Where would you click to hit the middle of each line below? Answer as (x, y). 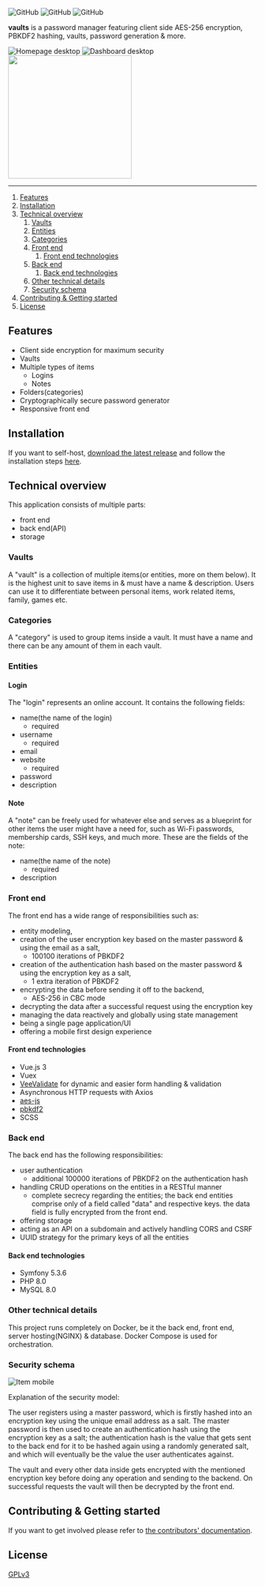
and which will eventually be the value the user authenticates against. (121, 1454)
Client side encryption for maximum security (91, 350)
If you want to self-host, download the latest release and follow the (117, 452)
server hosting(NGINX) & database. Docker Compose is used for (113, 1336)
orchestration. (31, 1344)
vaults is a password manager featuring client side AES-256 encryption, (125, 27)
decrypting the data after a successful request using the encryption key (136, 1006)
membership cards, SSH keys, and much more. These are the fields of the (128, 838)
